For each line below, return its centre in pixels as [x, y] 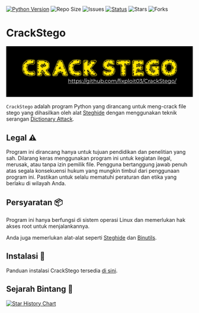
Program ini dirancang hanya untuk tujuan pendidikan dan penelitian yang [96, 152]
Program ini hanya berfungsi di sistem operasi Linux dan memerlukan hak [96, 220]
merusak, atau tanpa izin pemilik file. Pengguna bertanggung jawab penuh [97, 164]
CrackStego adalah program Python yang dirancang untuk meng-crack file [96, 107]
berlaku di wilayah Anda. [36, 183]
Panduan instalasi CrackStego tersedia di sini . [62, 270]
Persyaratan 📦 [35, 203]
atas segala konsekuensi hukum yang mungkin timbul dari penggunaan [93, 171]
